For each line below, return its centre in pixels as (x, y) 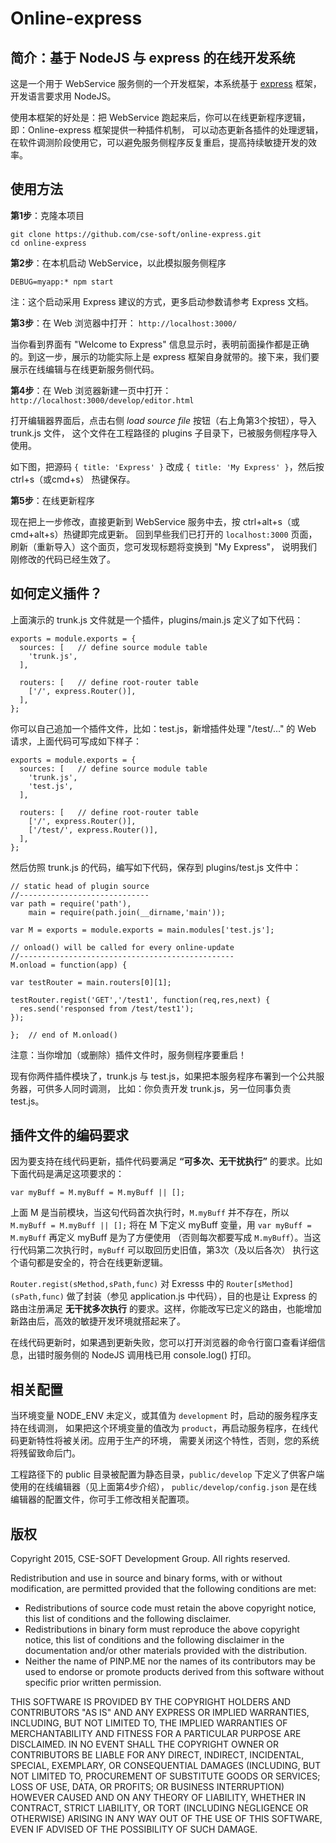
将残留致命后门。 (45, 1453)
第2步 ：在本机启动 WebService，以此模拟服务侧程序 (118, 263)
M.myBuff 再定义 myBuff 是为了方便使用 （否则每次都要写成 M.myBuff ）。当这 (166, 1238)
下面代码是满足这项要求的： (67, 1174)
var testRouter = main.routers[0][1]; (91, 982)
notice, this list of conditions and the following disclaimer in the (154, 1640)
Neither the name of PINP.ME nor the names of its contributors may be (170, 1661)
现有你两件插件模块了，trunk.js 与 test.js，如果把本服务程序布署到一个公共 (163, 1076)
